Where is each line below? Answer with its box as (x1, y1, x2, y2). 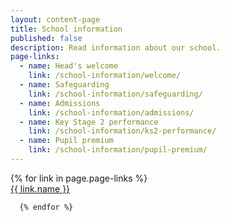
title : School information (10, 24, 123, 34)
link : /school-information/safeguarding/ (28, 89, 203, 99)
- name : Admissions (19, 98, 101, 108)
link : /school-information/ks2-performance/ (28, 126, 217, 136)
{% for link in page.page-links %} (10, 172, 148, 184)
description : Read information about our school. (10, 42, 222, 53)
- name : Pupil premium (19, 136, 114, 146)
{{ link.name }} (10, 182, 71, 195)
